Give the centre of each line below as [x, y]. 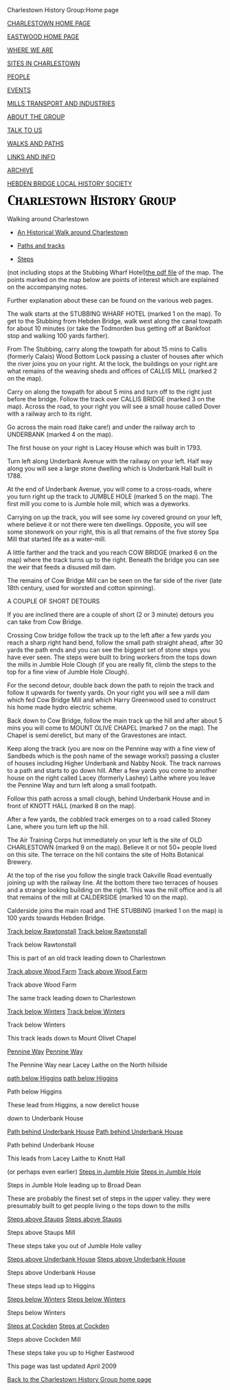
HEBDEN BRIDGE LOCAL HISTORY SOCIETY [70, 183]
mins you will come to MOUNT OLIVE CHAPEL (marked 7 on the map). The [113, 728]
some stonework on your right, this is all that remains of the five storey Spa [113, 532]
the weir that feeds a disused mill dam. [62, 567]
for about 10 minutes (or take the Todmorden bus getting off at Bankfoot [109, 328]
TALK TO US [25, 130]
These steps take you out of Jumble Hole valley [74, 1246]
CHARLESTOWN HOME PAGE [49, 23]
